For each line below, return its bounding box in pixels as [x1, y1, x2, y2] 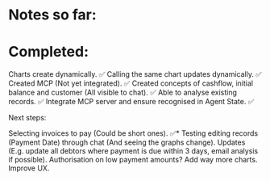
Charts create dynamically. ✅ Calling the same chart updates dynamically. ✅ [8, 69, 262, 79]
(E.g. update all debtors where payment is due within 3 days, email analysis [8, 146, 259, 156]
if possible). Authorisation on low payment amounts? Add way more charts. [8, 155, 258, 165]
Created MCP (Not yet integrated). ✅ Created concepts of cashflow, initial [8, 78, 254, 88]
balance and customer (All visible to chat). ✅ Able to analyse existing [8, 87, 238, 98]
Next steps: [8, 113, 47, 123]
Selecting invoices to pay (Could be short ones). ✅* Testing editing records [8, 128, 259, 138]
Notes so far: [8, 6, 97, 24]
